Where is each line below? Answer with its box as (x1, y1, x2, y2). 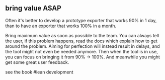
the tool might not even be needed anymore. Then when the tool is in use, (5, 48, 158, 54)
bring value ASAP (5, 4, 61, 13)
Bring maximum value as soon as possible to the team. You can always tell (5, 32, 159, 38)
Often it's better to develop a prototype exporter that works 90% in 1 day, (5, 17, 157, 23)
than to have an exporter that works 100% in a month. (5, 23, 117, 29)
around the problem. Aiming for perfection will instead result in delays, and (5, 43, 160, 49)
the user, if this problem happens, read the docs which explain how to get (5, 38, 157, 44)
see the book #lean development (5, 69, 74, 75)
